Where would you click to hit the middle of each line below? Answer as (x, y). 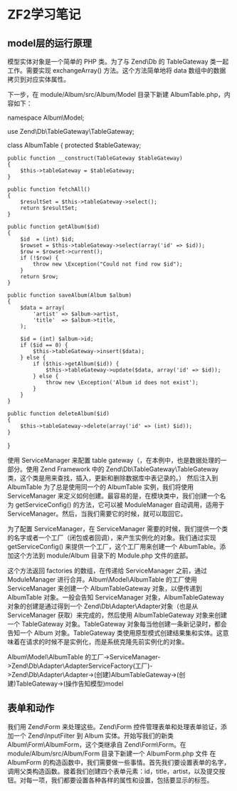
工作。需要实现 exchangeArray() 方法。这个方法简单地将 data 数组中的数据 (117, 70)
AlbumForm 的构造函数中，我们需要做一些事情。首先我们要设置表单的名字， (118, 762)
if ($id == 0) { (44, 345)
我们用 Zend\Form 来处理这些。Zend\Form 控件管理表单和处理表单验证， (114, 726)
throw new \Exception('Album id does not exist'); (122, 382)
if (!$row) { (39, 258)
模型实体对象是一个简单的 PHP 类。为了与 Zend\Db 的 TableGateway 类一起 (118, 62)
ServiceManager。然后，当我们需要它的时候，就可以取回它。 (97, 514)
